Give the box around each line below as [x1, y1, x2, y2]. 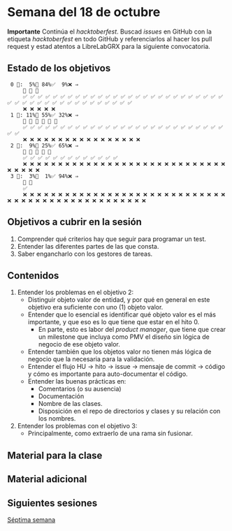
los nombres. [38, 414, 76, 423]
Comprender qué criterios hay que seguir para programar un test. [17, 235, 207, 243]
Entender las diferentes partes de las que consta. [17, 242, 159, 250]
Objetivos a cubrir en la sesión [7, 216, 142, 228]
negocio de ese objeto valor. [38, 340, 121, 349]
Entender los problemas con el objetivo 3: [17, 422, 138, 430]
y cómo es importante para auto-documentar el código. [27, 370, 188, 378]
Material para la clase [7, 449, 103, 461]
